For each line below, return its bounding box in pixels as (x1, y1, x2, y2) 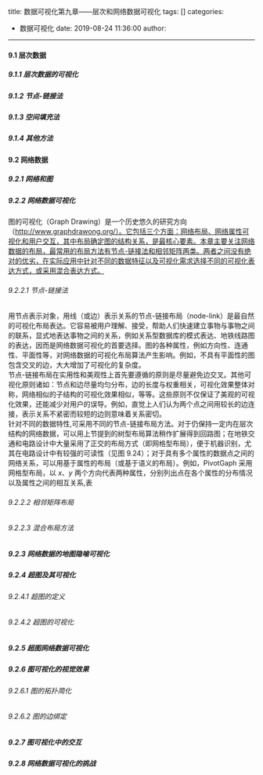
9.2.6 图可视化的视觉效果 (8, 664, 89, 674)
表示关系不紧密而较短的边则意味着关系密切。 (21, 409, 166, 419)
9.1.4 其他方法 (8, 133, 53, 143)
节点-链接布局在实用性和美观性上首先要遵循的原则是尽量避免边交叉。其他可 (8, 370, 252, 379)
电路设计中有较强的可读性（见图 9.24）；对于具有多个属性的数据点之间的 (21, 448, 254, 458)
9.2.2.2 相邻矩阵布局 (8, 497, 74, 506)
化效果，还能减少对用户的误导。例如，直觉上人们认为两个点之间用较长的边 (8, 400, 248, 409)
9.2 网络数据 (8, 155, 49, 164)
